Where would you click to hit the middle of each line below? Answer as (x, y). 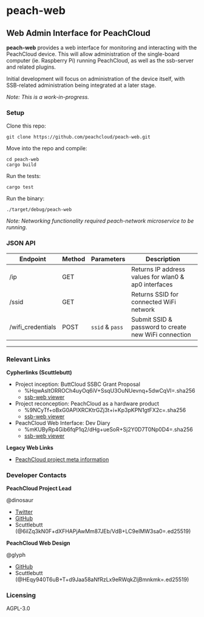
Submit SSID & (152, 319)
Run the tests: (24, 176)
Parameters (108, 259)
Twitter (24, 512)
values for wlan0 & (158, 277)
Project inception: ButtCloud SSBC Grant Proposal (78, 384)
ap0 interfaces (152, 284)
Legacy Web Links (30, 447)
